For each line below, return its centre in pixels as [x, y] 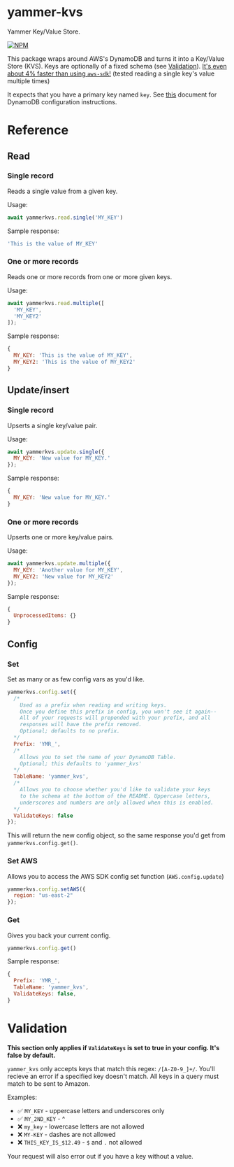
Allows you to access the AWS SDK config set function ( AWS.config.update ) [116, 876]
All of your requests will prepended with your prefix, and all [115, 718]
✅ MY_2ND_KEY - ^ [41, 1118]
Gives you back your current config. [59, 935]
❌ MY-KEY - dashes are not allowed [67, 1134]
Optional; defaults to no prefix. [70, 731]
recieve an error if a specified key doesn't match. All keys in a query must [113, 1076]
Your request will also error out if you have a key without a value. [100, 1156]
